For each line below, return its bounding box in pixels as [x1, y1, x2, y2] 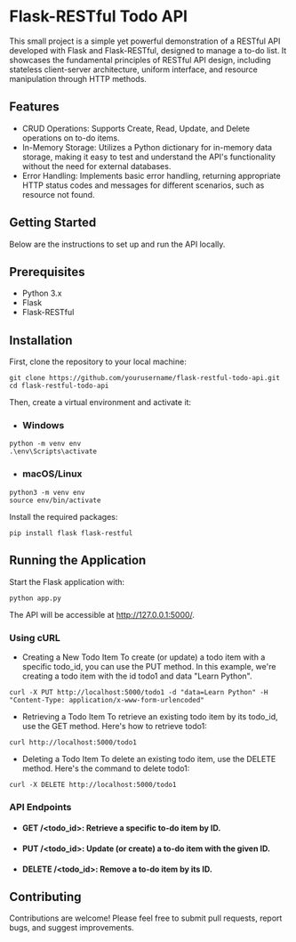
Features [9, 100, 60, 115]
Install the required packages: [9, 511, 118, 522]
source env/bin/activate [9, 496, 101, 505]
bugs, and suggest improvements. [9, 922, 135, 933]
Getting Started [9, 215, 97, 231]
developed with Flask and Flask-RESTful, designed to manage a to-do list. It [9, 45, 287, 55]
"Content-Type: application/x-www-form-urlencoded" [9, 695, 204, 704]
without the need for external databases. [21, 160, 172, 171]
